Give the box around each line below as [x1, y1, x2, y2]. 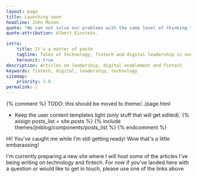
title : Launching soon [6, 14, 62, 20]
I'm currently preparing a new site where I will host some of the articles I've [6, 153, 188, 159]
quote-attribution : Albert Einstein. [6, 30, 98, 36]
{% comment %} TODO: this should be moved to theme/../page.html [6, 100, 171, 107]
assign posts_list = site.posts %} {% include [14, 118, 121, 124]
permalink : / [6, 84, 38, 90]
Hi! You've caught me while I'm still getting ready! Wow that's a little [6, 135, 170, 142]
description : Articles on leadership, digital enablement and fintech [6, 62, 182, 68]
